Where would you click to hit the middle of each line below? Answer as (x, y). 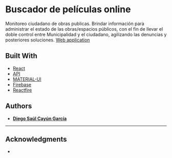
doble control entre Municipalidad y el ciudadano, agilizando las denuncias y (86, 34)
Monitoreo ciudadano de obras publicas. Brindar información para (75, 24)
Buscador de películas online (68, 9)
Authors (19, 106)
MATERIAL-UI (27, 79)
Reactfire (22, 90)
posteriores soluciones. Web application (48, 40)
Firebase (22, 84)
